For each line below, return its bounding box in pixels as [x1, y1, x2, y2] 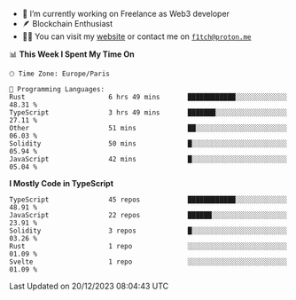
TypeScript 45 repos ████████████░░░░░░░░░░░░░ [9, 195, 288, 204]
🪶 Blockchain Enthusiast [21, 19, 113, 28]
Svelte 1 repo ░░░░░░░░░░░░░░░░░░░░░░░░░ [9, 257, 288, 266]
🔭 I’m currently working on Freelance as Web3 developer [21, 9, 230, 19]
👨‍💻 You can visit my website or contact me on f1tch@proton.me [21, 31, 252, 42]
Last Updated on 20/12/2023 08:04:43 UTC [9, 280, 169, 291]
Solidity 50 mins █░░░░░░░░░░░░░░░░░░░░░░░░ [9, 139, 288, 148]
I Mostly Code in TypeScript [9, 178, 113, 188]
